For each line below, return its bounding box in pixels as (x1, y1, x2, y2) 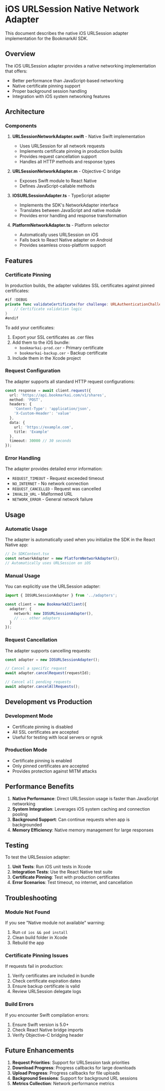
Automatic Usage (5, 525, 48, 532)
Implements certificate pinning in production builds (19, 148, 123, 154)
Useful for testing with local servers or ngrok (12, 734, 103, 740)
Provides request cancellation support (19, 154, 97, 160)
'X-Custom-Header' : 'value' (14, 411, 71, 416)
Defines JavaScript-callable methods (19, 183, 95, 189)
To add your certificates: (5, 324, 55, 331)
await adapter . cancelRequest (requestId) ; (5, 671, 91, 676)
